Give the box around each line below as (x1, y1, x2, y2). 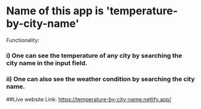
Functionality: (6, 36, 40, 43)
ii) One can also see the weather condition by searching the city (6, 74, 196, 83)
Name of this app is (6, 4, 104, 18)
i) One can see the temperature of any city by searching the (6, 51, 182, 60)
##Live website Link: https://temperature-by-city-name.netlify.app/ (6, 96, 172, 103)
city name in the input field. (6, 58, 88, 67)
